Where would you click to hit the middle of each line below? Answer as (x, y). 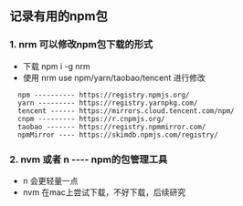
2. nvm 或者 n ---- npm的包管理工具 (89, 160)
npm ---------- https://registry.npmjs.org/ (104, 95)
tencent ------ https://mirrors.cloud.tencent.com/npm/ (126, 111)
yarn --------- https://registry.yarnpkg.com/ (108, 103)
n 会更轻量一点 (51, 180)
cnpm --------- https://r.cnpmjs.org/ (92, 118)
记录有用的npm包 (58, 16)
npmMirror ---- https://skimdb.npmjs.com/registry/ (118, 135)
